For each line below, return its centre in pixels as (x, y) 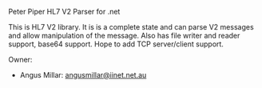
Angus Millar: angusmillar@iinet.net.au (83, 75)
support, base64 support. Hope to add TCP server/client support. (116, 44)
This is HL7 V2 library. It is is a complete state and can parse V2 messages (131, 27)
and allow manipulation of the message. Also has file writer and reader (124, 36)
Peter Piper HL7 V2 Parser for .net (64, 12)
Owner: (20, 60)
